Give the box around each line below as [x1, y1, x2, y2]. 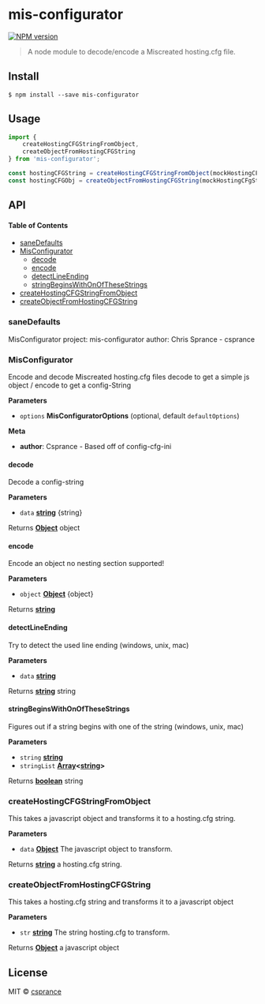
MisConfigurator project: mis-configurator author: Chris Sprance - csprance [8, 334, 256, 344]
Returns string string [8, 686, 77, 695]
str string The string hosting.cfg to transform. [19, 927, 170, 937]
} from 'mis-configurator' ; [8, 155, 101, 163]
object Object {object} [19, 590, 94, 599]
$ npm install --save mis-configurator [8, 91, 140, 99]
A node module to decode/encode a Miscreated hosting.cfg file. [27, 47, 236, 56]
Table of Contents [8, 220, 69, 230]
